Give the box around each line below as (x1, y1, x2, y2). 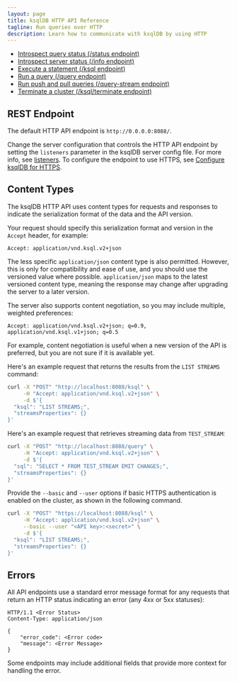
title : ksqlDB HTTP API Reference (7, 17, 110, 24)
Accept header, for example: (7, 231, 88, 240)
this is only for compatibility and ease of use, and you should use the (7, 264, 208, 273)
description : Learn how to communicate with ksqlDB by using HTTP (7, 30, 207, 38)
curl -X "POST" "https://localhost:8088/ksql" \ (7, 510, 154, 518)
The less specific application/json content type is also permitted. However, (7, 257, 229, 266)
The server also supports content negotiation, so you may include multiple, (7, 301, 226, 309)
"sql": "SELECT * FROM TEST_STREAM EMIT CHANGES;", (13, 462, 170, 470)
